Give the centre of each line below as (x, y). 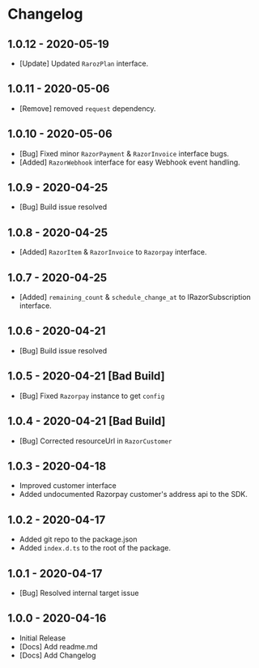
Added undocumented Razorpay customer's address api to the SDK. (133, 495)
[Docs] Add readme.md (58, 646)
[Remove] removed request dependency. (87, 108)
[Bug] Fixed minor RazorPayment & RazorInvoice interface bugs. (124, 153)
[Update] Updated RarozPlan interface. (84, 63)
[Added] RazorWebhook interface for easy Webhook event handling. (129, 162)
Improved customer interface (68, 486)
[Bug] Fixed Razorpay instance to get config (92, 396)
